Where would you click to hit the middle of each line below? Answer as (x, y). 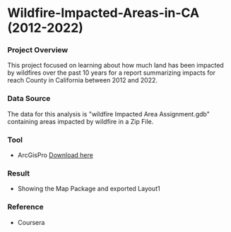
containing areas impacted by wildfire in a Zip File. (81, 121)
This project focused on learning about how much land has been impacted (115, 66)
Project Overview (38, 50)
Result (19, 173)
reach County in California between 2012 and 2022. (82, 80)
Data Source (29, 99)
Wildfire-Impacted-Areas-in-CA (103, 13)
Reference (25, 207)
